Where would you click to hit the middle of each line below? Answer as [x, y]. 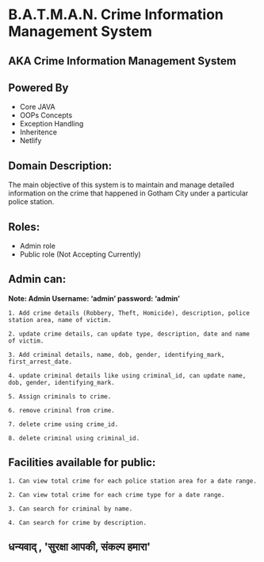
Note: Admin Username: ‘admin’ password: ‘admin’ [94, 298]
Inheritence [38, 132]
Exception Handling [52, 124]
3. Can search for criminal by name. [71, 509]
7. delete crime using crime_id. [63, 424]
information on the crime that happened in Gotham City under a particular [128, 193]
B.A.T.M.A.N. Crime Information [116, 15]
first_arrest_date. [40, 362]
